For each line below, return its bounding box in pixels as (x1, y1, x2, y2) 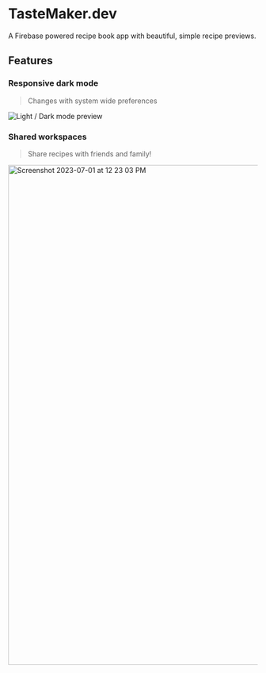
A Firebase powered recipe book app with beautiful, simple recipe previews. (8, 31, 256, 40)
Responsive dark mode (8, 78, 99, 89)
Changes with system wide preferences (27, 96, 158, 106)
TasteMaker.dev (8, 5, 117, 23)
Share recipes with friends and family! (27, 148, 152, 159)
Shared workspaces (8, 131, 87, 142)
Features (8, 54, 53, 67)
